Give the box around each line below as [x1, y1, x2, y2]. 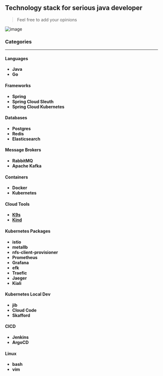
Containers [5, 174, 28, 180]
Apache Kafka [12, 163, 42, 169]
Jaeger [12, 275, 27, 281]
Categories [5, 38, 32, 45]
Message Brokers [5, 147, 41, 153]
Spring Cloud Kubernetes [12, 104, 65, 110]
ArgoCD [12, 339, 29, 345]
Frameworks [5, 82, 31, 88]
